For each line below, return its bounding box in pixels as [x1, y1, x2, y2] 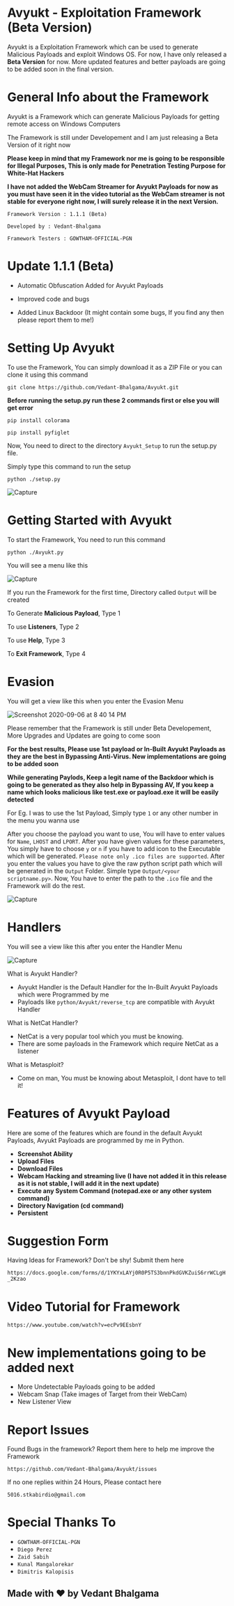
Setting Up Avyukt [7, 340, 115, 356]
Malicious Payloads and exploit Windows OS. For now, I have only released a [7, 50, 227, 59]
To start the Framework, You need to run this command [7, 535, 166, 544]
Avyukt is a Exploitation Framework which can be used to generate [7, 42, 198, 51]
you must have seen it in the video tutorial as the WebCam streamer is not [7, 189, 225, 198]
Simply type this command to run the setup [7, 462, 131, 471]
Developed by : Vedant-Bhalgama [7, 223, 101, 230]
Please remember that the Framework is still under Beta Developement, [7, 724, 212, 732]
